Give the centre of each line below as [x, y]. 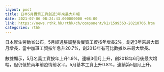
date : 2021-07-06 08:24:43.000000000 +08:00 [51, 18]
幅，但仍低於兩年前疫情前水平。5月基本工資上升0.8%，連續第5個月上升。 [80, 65]
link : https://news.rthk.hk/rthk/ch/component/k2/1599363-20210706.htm [80, 23]
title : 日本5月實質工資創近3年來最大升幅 [42, 14]
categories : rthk [23, 28]
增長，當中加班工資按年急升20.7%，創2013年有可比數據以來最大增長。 [81, 48]
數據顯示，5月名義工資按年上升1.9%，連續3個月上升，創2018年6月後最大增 [81, 58]
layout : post [18, 9]
